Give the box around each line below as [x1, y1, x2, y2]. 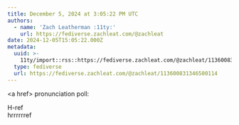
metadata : [7, 43, 37, 50]
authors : [7, 17, 33, 24]
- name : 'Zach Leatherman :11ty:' [14, 23, 116, 31]
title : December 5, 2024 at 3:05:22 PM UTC [7, 10, 139, 18]
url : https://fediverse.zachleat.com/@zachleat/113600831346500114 [14, 70, 218, 77]
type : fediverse [14, 63, 62, 70]
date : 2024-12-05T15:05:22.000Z [7, 37, 103, 44]
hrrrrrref [7, 111, 32, 119]
